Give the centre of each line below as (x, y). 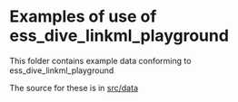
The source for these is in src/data (74, 88)
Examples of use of (83, 17)
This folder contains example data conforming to (100, 60)
